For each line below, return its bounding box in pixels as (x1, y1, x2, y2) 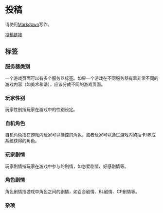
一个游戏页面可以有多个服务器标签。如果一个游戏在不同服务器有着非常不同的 (5, 75, 159, 81)
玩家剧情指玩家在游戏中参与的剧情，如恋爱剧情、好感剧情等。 (5, 163, 129, 169)
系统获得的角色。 (5, 138, 39, 144)
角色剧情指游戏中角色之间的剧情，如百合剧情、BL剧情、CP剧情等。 (5, 188, 140, 195)
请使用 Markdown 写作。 (5, 21, 52, 27)
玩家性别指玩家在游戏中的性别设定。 (5, 106, 78, 112)
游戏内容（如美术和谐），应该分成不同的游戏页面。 (5, 81, 106, 87)
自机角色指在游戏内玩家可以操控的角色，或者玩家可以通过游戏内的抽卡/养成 (5, 132, 156, 138)
